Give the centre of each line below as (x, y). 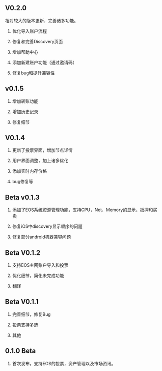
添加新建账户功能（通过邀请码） (44, 62)
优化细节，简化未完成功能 (38, 276)
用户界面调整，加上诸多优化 (40, 161)
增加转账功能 (25, 101)
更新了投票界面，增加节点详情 (42, 150)
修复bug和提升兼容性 (33, 73)
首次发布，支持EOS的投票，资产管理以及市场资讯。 (64, 363)
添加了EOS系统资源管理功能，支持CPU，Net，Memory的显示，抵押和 (82, 210)
